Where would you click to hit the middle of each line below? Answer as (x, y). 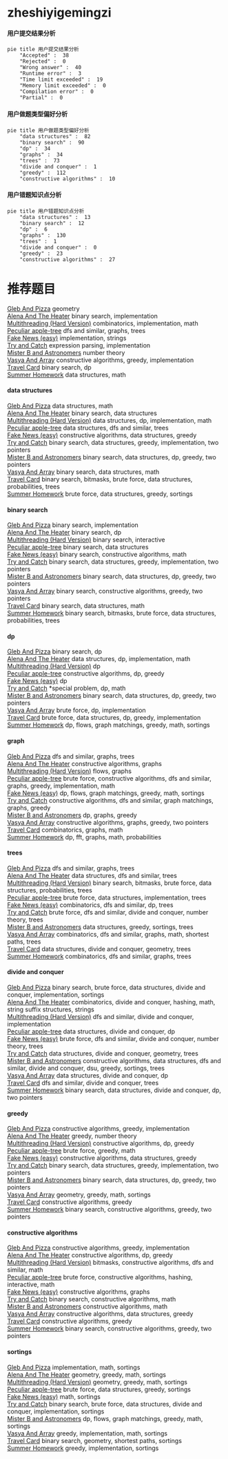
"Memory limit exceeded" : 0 (63, 86)
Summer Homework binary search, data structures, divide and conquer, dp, (114, 1090)
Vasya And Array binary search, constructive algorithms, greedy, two (105, 591)
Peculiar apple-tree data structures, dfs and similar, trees (88, 428)
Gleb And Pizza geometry (44, 308)
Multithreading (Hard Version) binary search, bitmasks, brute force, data (110, 883)
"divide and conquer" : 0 (58, 247)
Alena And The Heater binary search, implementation (83, 316)
